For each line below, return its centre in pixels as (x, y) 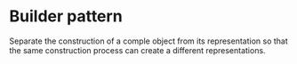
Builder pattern (66, 16)
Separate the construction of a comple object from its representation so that (149, 41)
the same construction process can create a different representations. (137, 50)
